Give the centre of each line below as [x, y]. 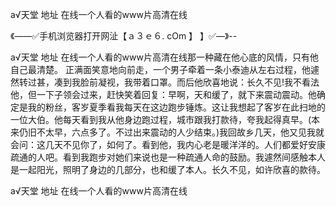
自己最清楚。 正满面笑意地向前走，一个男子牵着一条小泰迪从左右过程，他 [160, 69]
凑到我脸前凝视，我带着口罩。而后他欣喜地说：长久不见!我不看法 [186, 82]
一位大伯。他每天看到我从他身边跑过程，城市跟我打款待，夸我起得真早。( [161, 119]
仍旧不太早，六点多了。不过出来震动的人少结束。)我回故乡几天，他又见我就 [171, 132]
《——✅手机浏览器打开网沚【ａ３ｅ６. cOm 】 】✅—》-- [124, 36]
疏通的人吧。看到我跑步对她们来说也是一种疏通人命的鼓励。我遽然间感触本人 [168, 157]
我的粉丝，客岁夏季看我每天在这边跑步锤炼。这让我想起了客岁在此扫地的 [176, 107]
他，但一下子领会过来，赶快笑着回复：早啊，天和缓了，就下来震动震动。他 [163, 94]
